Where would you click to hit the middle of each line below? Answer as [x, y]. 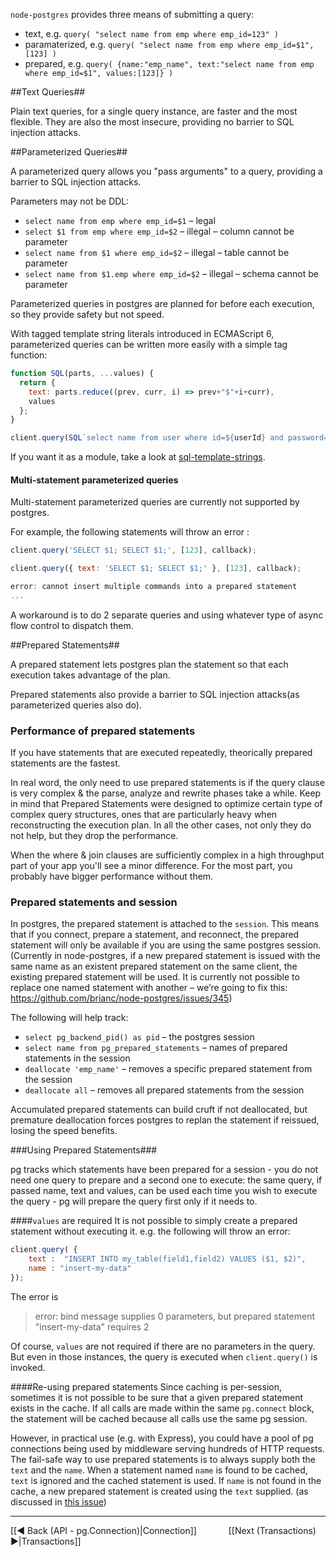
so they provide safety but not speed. [87, 314]
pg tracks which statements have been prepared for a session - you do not [164, 1170]
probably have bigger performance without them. [112, 876]
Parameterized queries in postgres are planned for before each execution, [162, 303]
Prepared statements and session [94, 902]
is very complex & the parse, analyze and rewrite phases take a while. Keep [166, 793]
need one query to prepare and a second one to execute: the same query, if [166, 1180]
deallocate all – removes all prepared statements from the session [164, 1090]
